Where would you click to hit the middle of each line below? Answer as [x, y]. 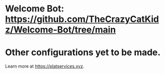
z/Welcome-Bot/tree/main [60, 30]
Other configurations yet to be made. [83, 52]
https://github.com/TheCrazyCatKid [82, 19]
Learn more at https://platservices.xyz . [45, 66]
